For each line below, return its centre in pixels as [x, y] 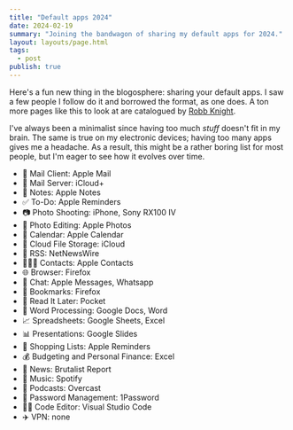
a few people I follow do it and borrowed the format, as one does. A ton [139, 101]
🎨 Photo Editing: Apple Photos [77, 225]
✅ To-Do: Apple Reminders [71, 201]
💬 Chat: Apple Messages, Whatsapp [88, 282]
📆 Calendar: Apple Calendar [73, 234]
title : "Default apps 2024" [61, 17]
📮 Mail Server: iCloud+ [63, 183]
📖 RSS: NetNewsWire [61, 253]
